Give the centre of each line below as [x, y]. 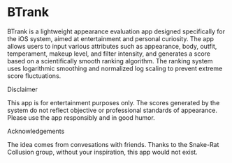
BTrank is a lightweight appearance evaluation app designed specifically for [116, 31]
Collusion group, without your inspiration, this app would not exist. [102, 152]
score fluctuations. [34, 76]
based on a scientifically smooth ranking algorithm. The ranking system [110, 61]
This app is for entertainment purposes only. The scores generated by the [114, 102]
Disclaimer [23, 89]
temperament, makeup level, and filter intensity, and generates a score [109, 54]
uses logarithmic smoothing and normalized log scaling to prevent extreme [115, 68]
